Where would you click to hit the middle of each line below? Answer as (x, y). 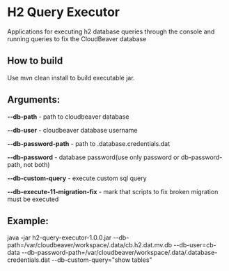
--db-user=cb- (195, 245)
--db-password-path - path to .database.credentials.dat (89, 143)
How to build (35, 61)
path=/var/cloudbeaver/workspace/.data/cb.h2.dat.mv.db (90, 245)
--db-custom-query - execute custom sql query (77, 178)
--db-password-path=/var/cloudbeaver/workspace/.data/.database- (119, 253)
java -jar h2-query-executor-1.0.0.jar (60, 237)
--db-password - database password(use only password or (93, 157)
